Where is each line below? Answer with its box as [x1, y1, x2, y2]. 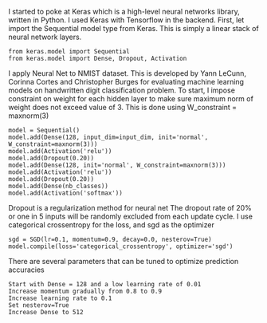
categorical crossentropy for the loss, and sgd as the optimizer [8, 220, 215, 230]
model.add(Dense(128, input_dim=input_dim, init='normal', [8, 133, 209, 141]
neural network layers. [8, 32, 82, 41]
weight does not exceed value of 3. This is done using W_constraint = [8, 103, 238, 112]
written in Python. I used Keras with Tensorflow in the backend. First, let [8, 15, 245, 25]
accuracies [8, 265, 45, 274]
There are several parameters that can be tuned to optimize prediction [8, 257, 239, 266]
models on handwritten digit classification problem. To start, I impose [8, 85, 235, 95]
